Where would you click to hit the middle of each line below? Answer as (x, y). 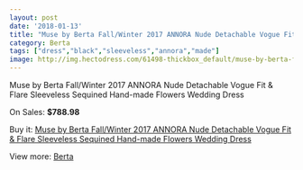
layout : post (34, 18)
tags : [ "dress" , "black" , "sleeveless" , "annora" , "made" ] (115, 51)
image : (22, 59)
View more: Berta (41, 157)
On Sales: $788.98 (45, 112)
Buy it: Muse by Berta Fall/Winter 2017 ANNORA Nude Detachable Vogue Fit (150, 130)
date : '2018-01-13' (46, 26)
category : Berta (40, 43)
